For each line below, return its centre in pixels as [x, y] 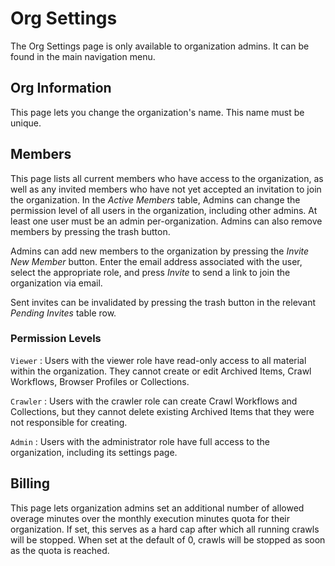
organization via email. [56, 283]
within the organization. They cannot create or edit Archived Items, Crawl [161, 371]
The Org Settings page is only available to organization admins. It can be [160, 46]
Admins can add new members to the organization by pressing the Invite [160, 251]
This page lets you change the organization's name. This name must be [157, 112]
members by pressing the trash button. [90, 231]
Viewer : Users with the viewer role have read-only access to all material [158, 360]
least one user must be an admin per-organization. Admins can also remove [166, 221]
